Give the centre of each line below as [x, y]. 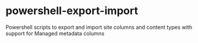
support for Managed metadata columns [55, 33]
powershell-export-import [72, 11]
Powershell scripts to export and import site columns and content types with [99, 27]
